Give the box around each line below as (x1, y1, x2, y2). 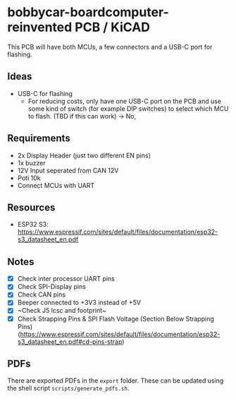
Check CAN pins (17, 290, 66, 299)
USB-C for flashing (17, 89, 73, 97)
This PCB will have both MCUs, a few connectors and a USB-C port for (7, 42, 213, 51)
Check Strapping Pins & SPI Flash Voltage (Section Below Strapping (17, 314, 215, 323)
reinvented (7, 19, 73, 35)
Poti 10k (17, 174, 41, 182)
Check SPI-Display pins (17, 282, 87, 291)
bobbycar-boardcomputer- (7, 4, 169, 20)
